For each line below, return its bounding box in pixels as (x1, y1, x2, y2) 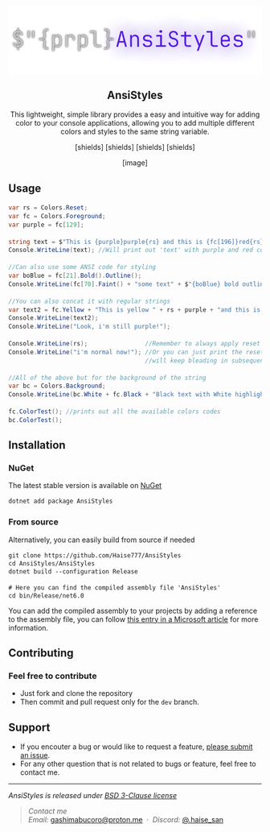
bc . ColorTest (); (8, 416, 63, 424)
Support (8, 720, 51, 734)
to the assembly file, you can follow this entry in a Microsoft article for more (8, 614, 259, 624)
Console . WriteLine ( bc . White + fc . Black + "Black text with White (8, 391, 232, 399)
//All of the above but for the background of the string (8, 374, 207, 382)
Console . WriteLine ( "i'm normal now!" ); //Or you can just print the (8, 348, 243, 356)
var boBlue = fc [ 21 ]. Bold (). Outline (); (8, 271, 142, 280)
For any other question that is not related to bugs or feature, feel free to (19, 759, 256, 769)
